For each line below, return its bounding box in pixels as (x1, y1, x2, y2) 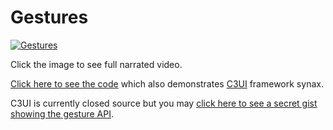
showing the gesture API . (10, 107, 114, 120)
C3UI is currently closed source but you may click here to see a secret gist (10, 97, 318, 109)
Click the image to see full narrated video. (10, 58, 183, 70)
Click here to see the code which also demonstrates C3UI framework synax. (10, 77, 324, 90)
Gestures (10, 6, 89, 29)
